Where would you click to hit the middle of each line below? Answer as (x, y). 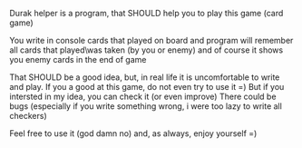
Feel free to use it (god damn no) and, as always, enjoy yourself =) (133, 133)
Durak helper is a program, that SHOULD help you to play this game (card (146, 13)
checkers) (28, 116)
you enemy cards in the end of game (78, 59)
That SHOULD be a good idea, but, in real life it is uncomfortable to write (145, 77)
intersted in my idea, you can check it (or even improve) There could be (143, 96)
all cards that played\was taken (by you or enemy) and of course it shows (146, 50)
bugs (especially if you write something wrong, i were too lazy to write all (146, 106)
